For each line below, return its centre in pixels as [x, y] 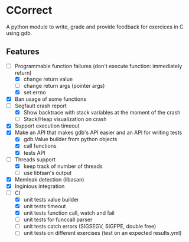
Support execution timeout [47, 126]
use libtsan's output [48, 173]
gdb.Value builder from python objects [70, 139]
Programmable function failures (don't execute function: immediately [98, 66]
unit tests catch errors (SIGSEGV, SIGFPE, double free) [90, 227]
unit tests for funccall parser [58, 219]
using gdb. [19, 33]
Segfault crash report [40, 106]
